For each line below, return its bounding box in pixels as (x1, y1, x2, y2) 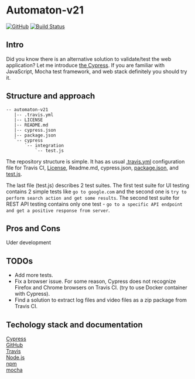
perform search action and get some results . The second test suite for (6, 194, 180, 201)
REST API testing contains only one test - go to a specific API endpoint (6, 200, 183, 207)
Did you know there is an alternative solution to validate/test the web (6, 55, 172, 62)
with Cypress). (14, 291, 50, 298)
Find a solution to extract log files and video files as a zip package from (14, 296, 187, 303)
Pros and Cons (6, 223, 60, 233)
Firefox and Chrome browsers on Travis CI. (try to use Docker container (14, 284, 187, 291)
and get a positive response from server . (6, 206, 110, 214)
